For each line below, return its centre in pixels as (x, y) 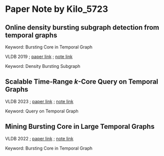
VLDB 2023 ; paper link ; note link (39, 101)
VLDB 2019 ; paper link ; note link (39, 56)
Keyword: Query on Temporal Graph (42, 111)
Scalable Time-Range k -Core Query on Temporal (82, 82)
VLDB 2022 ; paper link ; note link (39, 138)
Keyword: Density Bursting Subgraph (43, 66)
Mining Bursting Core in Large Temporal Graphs (80, 127)
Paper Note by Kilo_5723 (57, 9)
